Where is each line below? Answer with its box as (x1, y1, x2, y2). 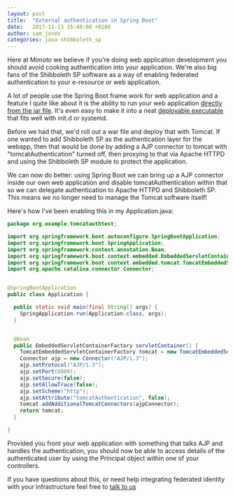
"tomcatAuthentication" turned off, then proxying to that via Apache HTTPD (7, 150, 225, 159)
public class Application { (7, 291, 90, 298)
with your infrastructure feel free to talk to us (7, 482, 136, 491)
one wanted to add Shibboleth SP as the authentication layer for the (7, 135, 203, 144)
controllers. (7, 461, 41, 470)
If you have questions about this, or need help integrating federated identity (7, 475, 225, 483)
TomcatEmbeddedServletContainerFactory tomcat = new (20, 349, 177, 356)
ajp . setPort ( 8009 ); (20, 368, 77, 375)
